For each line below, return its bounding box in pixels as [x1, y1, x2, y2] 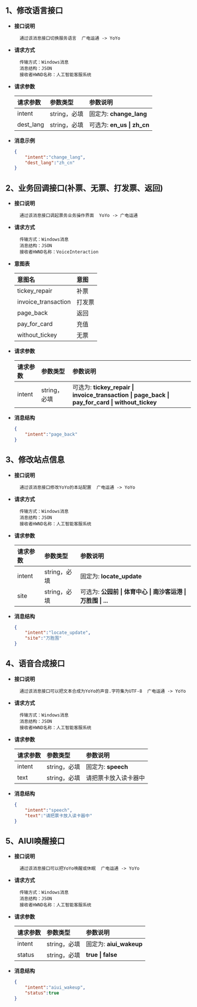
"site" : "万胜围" [25, 636, 62, 641]
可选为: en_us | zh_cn [89, 120, 149, 129]
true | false [85, 951, 118, 959]
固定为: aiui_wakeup [85, 940, 143, 948]
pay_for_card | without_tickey [72, 399, 157, 407]
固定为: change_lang [89, 110, 148, 118]
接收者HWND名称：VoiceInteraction [19, 249, 99, 255]
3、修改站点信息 [5, 455, 65, 465]
